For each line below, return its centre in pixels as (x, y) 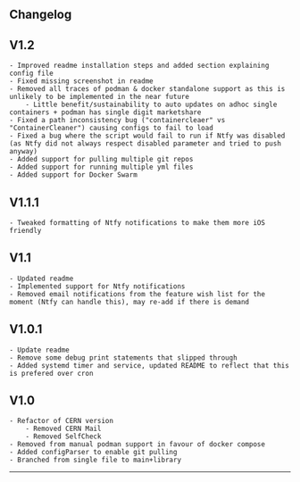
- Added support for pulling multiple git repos (101, 160)
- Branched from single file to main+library (95, 460)
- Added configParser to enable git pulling (93, 453)
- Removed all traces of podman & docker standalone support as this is (147, 89)
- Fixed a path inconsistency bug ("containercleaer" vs (117, 120)
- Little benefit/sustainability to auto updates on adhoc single (151, 105)
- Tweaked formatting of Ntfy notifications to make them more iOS (137, 223)
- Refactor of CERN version (62, 421)
